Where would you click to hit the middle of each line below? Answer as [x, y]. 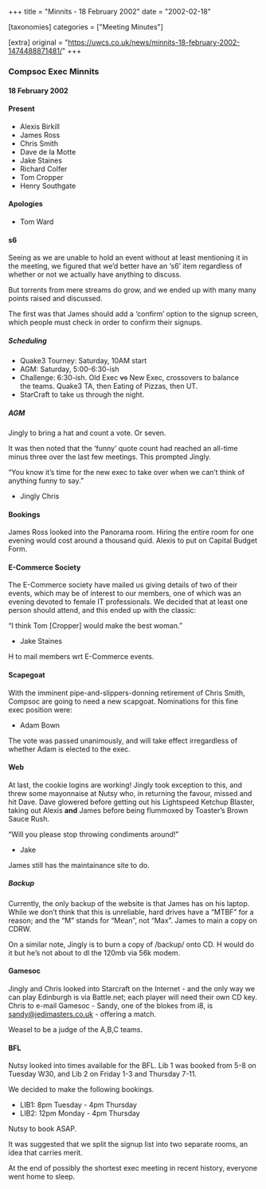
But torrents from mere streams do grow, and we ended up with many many [132, 290]
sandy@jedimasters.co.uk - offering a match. [82, 1014]
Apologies [26, 204]
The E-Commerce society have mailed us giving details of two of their [123, 585]
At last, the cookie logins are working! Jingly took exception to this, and [125, 785]
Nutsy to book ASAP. [43, 1129]
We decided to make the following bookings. [81, 1089]
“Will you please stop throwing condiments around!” [94, 834]
